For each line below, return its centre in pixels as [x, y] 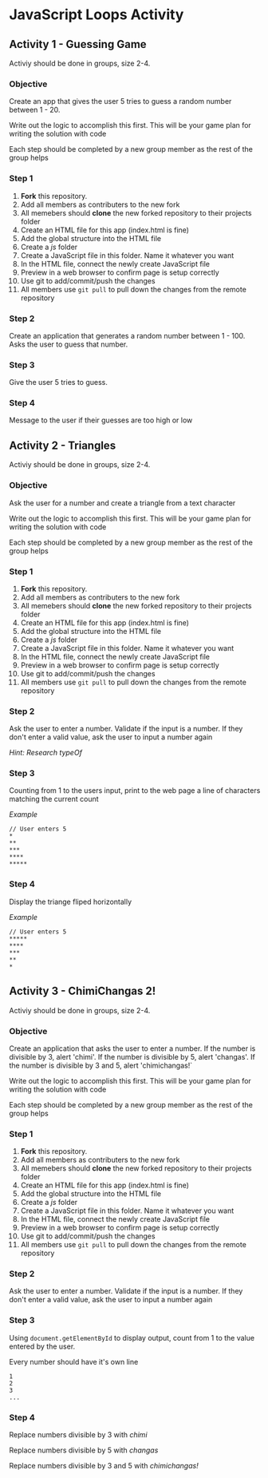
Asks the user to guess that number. [69, 344]
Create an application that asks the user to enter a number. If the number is [132, 1048]
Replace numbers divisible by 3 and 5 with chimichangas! [104, 1466]
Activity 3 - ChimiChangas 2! [83, 991]
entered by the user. [42, 1346]
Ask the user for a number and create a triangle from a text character [122, 503]
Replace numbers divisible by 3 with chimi [78, 1435]
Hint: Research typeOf [46, 753]
